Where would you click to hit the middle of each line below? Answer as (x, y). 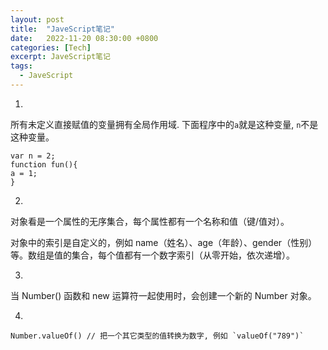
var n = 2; (33, 156)
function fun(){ (44, 164)
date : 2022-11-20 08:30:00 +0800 (84, 38)
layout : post (37, 19)
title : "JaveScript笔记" (62, 29)
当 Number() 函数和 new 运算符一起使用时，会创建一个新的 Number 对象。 (163, 295)
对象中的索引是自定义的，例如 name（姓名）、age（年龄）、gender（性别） (164, 242)
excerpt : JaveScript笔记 (60, 57)
